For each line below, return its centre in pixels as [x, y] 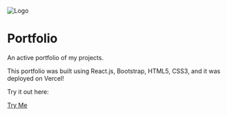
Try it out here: [28, 91]
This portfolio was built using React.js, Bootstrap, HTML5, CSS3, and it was [114, 71]
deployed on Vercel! [36, 78]
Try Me [17, 105]
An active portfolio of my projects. [56, 57]
